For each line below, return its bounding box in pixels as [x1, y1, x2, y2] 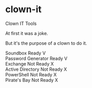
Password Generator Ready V [5, 55, 68, 62]
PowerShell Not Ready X [5, 71, 57, 77]
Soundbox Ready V [5, 50, 46, 56]
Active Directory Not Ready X [5, 66, 67, 72]
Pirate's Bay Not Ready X [5, 77, 58, 83]
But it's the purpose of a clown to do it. [5, 40, 87, 46]
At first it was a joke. [5, 30, 49, 36]
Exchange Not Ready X [5, 61, 54, 67]
